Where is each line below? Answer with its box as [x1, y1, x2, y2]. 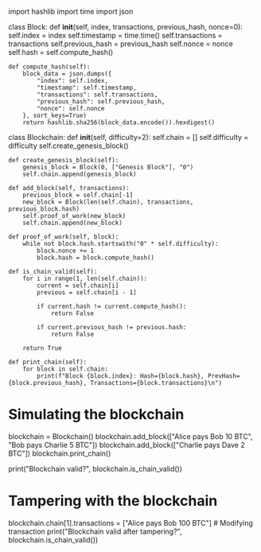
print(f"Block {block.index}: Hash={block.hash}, [37, 372, 205, 380]
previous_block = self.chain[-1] [22, 191, 134, 199]
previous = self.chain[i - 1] [37, 289, 137, 297]
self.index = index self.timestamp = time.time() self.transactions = [8, 31, 223, 40]
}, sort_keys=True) [22, 111, 88, 119]
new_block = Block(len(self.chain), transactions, [22, 198, 194, 206]
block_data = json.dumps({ [22, 70, 112, 78]
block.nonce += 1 [37, 247, 94, 255]
